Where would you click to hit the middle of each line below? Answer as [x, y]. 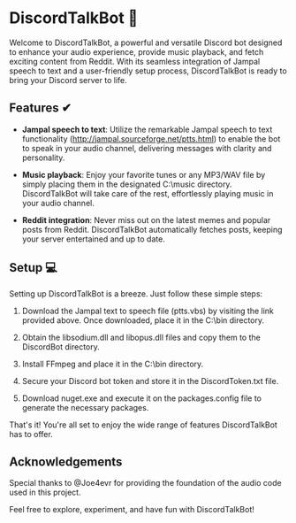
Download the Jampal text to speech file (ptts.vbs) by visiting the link [148, 311]
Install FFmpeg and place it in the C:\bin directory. [113, 364]
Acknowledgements [66, 461]
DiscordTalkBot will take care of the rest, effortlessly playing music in [148, 193]
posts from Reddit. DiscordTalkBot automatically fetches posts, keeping [152, 229]
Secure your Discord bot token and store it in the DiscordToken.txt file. [150, 381]
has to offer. [31, 434]
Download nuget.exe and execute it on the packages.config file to [142, 398]
